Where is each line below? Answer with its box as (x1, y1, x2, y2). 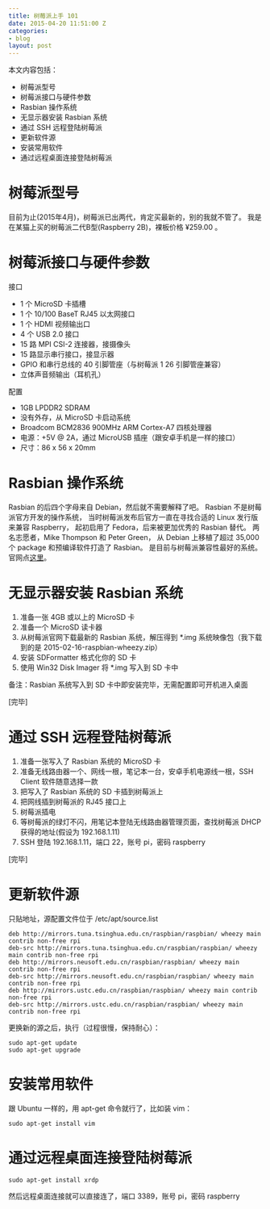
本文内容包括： (8, 65, 58, 75)
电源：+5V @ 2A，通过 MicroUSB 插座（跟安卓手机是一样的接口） (19, 433, 240, 442)
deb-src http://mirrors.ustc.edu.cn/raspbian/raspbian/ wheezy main (8, 1000, 243, 1009)
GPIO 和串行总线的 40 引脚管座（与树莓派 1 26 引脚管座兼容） (19, 360, 226, 369)
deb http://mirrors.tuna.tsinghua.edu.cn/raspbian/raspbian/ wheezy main (8, 930, 262, 938)
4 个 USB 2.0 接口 (19, 329, 80, 339)
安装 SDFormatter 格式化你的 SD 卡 (19, 652, 137, 662)
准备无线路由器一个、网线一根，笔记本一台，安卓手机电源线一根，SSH (19, 766, 254, 776)
